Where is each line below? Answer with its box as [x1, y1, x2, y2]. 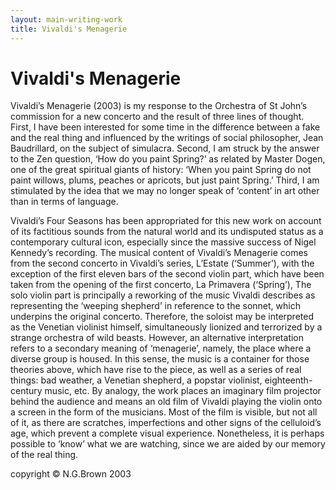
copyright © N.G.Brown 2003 [10, 468, 132, 480]
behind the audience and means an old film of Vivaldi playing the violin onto [10, 396, 323, 408]
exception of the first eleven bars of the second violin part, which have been [10, 268, 325, 280]
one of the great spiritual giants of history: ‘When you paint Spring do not [10, 164, 312, 176]
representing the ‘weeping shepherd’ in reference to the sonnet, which [10, 300, 301, 312]
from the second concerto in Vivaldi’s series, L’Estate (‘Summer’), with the [10, 257, 315, 270]
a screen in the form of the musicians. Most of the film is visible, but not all [10, 406, 318, 418]
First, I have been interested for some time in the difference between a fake [10, 121, 321, 133]
